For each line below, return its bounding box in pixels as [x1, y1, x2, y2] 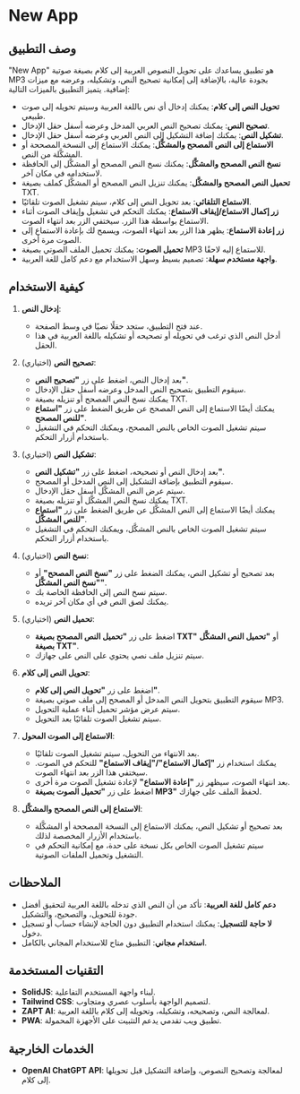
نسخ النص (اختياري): [21, 550, 90, 561]
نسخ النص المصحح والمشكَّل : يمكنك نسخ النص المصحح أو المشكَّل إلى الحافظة [21, 159, 281, 168]
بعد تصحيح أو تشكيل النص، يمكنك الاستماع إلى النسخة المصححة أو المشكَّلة [34, 821, 283, 831]
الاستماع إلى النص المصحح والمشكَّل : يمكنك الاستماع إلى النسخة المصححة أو [21, 140, 274, 150]
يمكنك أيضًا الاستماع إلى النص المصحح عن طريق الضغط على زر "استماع [34, 402, 275, 413]
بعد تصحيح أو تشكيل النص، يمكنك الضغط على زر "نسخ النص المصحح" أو [34, 567, 275, 578]
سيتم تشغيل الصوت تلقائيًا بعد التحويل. [34, 713, 162, 724]
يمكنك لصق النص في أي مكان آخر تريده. [34, 596, 169, 607]
